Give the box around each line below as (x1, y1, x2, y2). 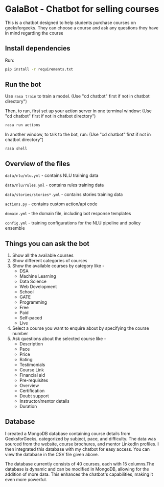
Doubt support (19, 393, 49, 399)
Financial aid (19, 372, 46, 378)
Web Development (19, 283, 57, 290)
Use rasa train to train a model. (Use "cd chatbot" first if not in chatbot (5, 93, 150, 99)
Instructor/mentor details (19, 398, 70, 404)
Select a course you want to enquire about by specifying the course (12, 325, 149, 331)
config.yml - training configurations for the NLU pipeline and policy (5, 220, 141, 226)
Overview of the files (5, 159, 70, 168)
